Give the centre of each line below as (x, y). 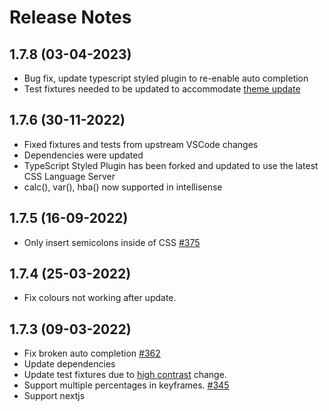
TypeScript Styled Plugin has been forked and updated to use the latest (171, 165)
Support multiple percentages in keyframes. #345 (126, 385)
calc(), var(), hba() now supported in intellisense (123, 187)
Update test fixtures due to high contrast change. (125, 375)
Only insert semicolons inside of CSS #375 (112, 242)
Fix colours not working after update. (100, 298)
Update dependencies (69, 364)
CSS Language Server (69, 176)
